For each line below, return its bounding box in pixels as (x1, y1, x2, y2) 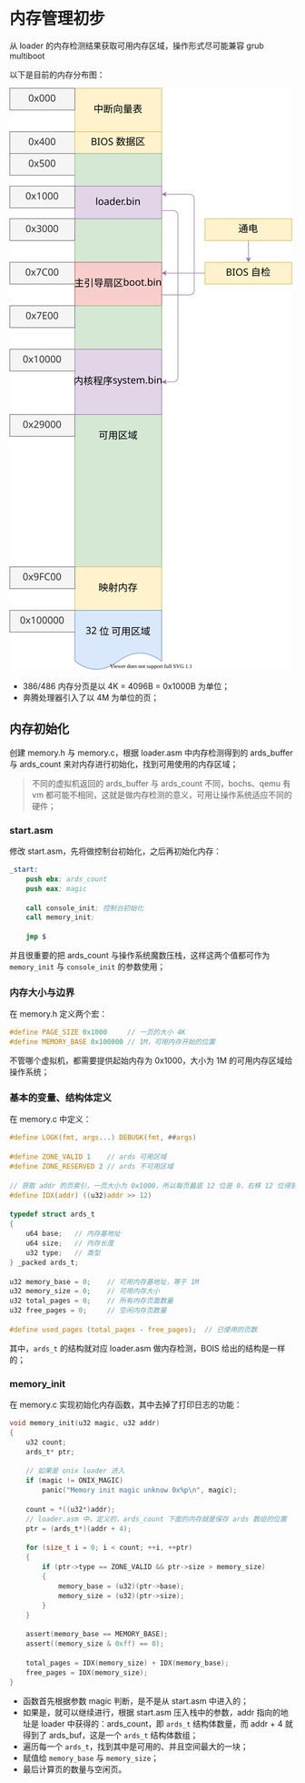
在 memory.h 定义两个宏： (9, 1008, 108, 1019)
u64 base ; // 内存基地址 (25, 1230, 121, 1239)
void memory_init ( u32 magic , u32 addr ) (9, 1419, 161, 1428)
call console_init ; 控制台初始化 (25, 903, 144, 913)
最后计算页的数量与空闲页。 (22, 1763, 127, 1775)
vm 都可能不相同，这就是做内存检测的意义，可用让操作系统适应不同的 (31, 789, 292, 800)
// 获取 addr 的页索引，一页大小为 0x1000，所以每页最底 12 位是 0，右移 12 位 (9, 1180, 284, 1190)
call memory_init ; (25, 913, 95, 922)
